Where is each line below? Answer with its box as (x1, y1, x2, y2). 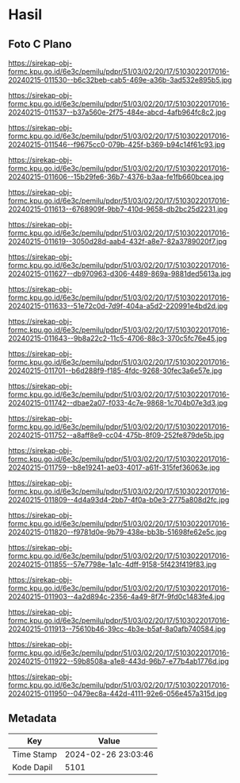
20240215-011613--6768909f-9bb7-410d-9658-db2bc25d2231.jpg (8, 204, 228, 214)
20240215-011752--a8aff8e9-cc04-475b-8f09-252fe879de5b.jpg (8, 431, 224, 440)
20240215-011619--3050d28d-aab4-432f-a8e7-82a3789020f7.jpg (8, 237, 227, 246)
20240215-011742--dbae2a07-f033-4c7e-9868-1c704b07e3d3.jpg (8, 398, 228, 407)
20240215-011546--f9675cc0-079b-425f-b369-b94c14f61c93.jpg (8, 140, 226, 149)
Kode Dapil (12, 762, 53, 773)
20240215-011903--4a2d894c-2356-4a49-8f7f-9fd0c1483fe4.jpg (8, 592, 226, 601)
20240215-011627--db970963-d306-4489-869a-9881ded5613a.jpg (8, 269, 231, 278)
